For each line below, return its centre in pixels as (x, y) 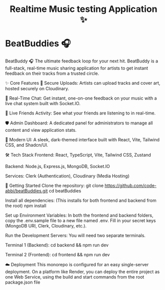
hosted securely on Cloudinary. (37, 89)
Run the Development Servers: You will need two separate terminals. (75, 235)
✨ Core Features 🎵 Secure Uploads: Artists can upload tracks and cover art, (83, 83)
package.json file (23, 282)
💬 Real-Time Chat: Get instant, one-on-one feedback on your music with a (81, 98)
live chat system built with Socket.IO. (43, 104)
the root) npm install (26, 206)
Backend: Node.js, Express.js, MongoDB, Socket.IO (58, 167)
